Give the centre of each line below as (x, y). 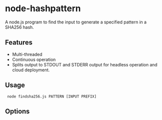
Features (19, 43)
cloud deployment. (31, 70)
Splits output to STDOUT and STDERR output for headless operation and (85, 64)
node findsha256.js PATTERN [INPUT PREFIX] (52, 96)
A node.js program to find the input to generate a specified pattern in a (76, 22)
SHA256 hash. (19, 27)
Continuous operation (34, 60)
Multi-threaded (27, 54)
